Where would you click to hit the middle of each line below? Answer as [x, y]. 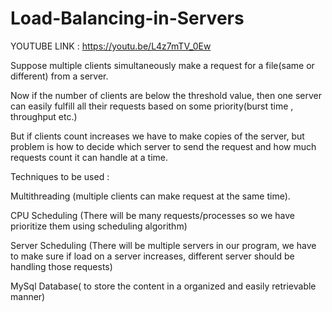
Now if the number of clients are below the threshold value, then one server [166, 95]
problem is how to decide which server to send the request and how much [163, 146]
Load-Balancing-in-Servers [127, 18]
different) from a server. [59, 76]
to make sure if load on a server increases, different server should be [152, 256]
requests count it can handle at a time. [89, 157]
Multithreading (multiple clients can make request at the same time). [150, 196]
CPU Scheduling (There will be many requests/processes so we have [152, 215]
